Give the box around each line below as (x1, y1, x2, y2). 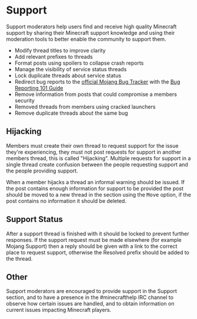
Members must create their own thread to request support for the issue (6, 142, 179, 149)
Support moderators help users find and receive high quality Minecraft (6, 23, 177, 30)
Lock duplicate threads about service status (14, 72, 122, 79)
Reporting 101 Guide (14, 84, 64, 91)
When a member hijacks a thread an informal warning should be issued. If (6, 178, 185, 185)
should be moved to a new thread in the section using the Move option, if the (6, 191, 191, 198)
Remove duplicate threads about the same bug (14, 109, 128, 117)
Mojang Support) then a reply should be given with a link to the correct (6, 242, 178, 250)
